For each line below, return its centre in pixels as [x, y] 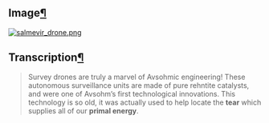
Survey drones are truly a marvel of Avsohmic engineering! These [137, 77]
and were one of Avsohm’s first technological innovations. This [131, 93]
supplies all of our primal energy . [83, 110]
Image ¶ [27, 13]
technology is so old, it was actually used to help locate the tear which [145, 102]
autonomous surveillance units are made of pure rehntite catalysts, [139, 85]
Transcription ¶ [46, 58]
